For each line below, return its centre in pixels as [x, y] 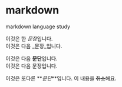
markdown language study [38, 26]
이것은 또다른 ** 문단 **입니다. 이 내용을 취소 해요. [61, 78]
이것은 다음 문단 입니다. [32, 58]
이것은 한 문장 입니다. [29, 38]
